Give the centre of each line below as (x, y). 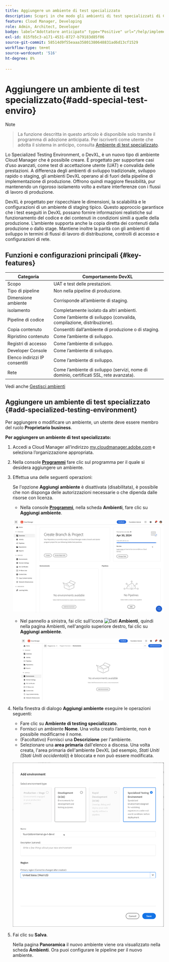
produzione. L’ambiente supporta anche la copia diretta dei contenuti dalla (82, 223)
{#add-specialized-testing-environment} (71, 410)
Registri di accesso (27, 343)
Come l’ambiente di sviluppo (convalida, (95, 317)
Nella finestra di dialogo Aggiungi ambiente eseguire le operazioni (81, 708)
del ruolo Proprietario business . (39, 427)
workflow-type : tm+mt (28, 48)
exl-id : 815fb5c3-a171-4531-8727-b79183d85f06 (55, 37)
